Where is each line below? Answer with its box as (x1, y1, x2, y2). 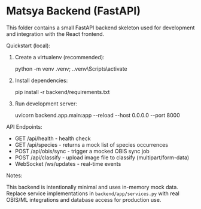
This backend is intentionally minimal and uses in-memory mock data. (6, 183, 178, 190)
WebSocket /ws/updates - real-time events (14, 160, 121, 167)
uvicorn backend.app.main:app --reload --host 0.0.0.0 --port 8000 (14, 111, 181, 119)
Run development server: (14, 100, 78, 107)
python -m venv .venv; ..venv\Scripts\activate (14, 65, 127, 72)
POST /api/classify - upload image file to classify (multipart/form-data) (14, 154, 190, 161)
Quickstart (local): (6, 42, 51, 49)
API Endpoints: (6, 123, 43, 130)
